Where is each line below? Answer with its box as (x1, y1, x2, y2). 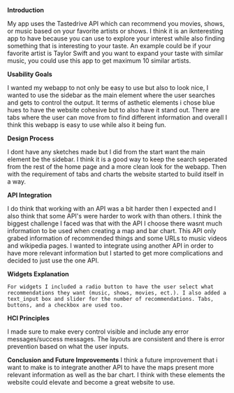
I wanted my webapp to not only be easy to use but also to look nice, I (7, 84, 209, 91)
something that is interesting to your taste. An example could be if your (7, 42, 212, 50)
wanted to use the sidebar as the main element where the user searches (7, 91, 215, 99)
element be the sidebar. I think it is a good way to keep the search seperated (7, 155, 228, 163)
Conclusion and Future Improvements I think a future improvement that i (7, 356, 218, 364)
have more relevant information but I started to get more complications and (7, 249, 224, 257)
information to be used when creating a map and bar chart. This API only (7, 227, 217, 235)
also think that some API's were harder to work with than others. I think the (7, 212, 222, 220)
